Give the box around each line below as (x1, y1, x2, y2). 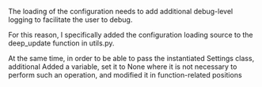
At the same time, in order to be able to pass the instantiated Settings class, (8, 54, 255, 63)
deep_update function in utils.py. (8, 38, 115, 48)
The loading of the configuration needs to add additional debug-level (8, 7, 234, 16)
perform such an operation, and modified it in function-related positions (8, 71, 243, 79)
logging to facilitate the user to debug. (8, 15, 133, 24)
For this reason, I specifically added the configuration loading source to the (8, 31, 253, 39)
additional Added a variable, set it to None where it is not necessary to (8, 62, 237, 71)
